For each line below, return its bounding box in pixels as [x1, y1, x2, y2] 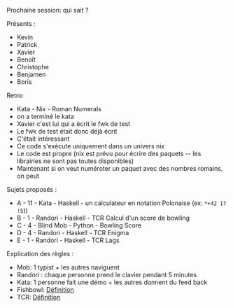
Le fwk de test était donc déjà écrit [16, 127, 118, 135]
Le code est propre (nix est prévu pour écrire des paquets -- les [16, 150, 202, 157]
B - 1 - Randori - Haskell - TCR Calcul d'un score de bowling [16, 213, 190, 222]
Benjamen [16, 70, 46, 78]
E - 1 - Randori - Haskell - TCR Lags [16, 236, 120, 244]
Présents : [6, 20, 36, 27]
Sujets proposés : [6, 185, 57, 193]
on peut [16, 171, 39, 180]
